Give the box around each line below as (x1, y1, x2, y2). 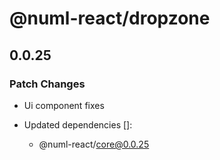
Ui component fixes (23, 99, 105, 111)
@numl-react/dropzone (9, 7, 211, 30)
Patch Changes (9, 77, 86, 91)
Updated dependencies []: (23, 118, 133, 131)
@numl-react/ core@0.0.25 (38, 138, 150, 150)
